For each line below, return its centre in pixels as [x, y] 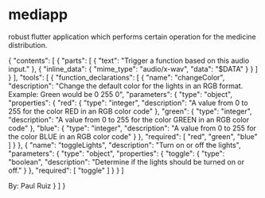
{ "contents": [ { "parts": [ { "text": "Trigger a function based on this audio [129, 60]
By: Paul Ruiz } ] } [37, 185]
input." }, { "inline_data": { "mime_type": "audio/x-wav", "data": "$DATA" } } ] [133, 68]
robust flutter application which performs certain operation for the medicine [132, 37]
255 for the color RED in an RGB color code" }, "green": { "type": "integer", [130, 111]
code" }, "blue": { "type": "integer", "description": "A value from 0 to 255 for [132, 128]
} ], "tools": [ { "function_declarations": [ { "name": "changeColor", [117, 77]
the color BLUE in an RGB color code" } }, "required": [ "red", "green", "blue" [133, 136]
